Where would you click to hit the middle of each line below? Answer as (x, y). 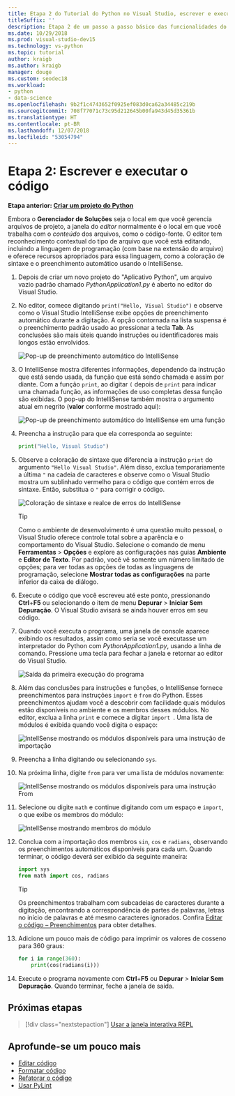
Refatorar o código (45, 1078)
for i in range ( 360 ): (50, 959)
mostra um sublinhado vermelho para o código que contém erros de (116, 482)
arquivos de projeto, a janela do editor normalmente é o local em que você (115, 227)
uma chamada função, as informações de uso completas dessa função (120, 392)
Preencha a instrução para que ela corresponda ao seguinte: (105, 434)
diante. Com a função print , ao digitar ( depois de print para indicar (117, 384)
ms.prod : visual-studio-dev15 (52, 40)
